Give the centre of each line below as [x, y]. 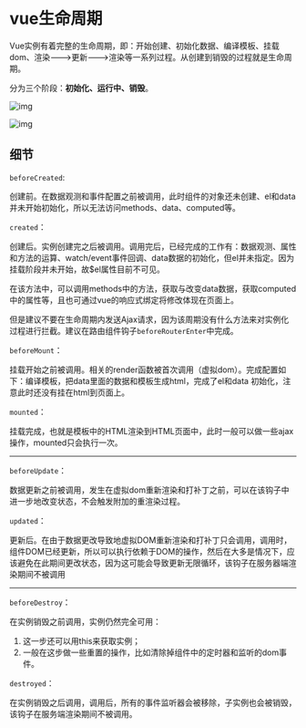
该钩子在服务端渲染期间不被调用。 [73, 713]
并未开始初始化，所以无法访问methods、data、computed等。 [125, 207]
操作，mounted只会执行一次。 [66, 442]
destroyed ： [32, 683]
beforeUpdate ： [38, 470]
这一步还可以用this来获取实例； [82, 640]
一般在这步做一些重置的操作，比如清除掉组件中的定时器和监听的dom [151, 652]
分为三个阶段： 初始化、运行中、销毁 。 [81, 88]
